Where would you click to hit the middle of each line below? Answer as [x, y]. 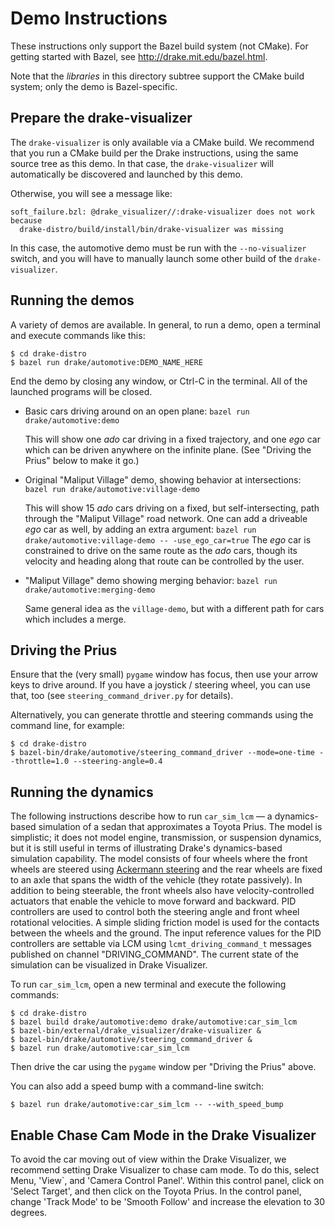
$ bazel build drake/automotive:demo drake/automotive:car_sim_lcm [154, 1022]
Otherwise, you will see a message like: [91, 193]
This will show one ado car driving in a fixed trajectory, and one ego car [172, 439]
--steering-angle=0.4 [118, 762]
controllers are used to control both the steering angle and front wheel [155, 912]
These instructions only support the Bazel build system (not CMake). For [159, 46]
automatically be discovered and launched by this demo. [126, 174]
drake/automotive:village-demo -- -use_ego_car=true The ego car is [168, 539]
